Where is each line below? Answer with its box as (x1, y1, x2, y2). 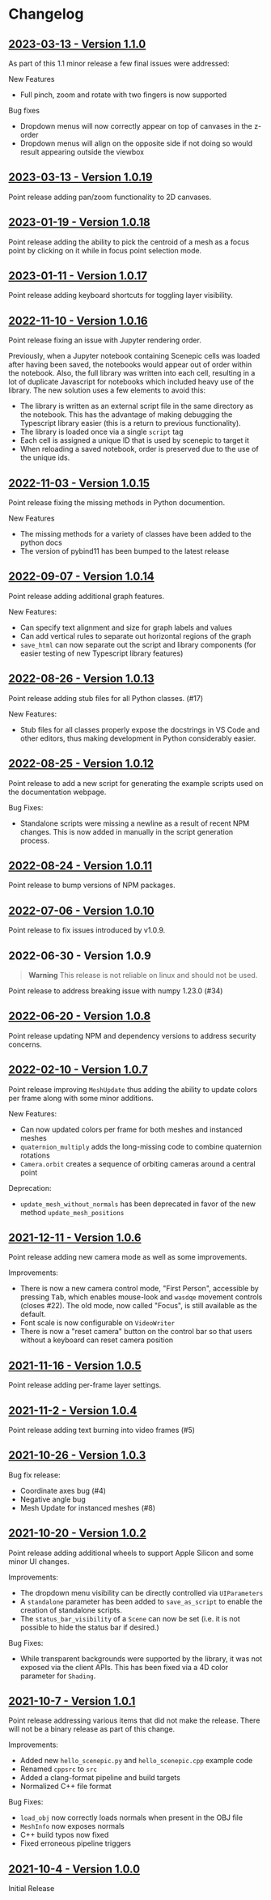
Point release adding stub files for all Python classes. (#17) (8, 693, 204, 703)
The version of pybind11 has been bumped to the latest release (19, 546, 230, 556)
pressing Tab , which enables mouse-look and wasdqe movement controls (19, 1292, 263, 1302)
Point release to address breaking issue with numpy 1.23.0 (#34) (8, 985, 223, 996)
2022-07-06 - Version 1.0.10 (8, 903, 155, 917)
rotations (19, 1150, 50, 1160)
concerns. (8, 1039, 43, 1049)
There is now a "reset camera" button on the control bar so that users (19, 1327, 252, 1337)
